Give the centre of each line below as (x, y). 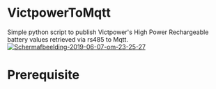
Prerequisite (44, 75)
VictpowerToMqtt (59, 13)
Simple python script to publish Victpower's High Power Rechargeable (108, 32)
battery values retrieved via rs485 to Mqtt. (68, 39)
